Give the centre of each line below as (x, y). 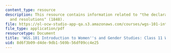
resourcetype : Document (31, 33)
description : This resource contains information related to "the (77, 15)
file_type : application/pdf (35, 29)
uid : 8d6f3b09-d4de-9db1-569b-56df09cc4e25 (52, 43)
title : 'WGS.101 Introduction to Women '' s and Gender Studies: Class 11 (84, 38)
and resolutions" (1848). (37, 19)
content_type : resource (31, 10)
